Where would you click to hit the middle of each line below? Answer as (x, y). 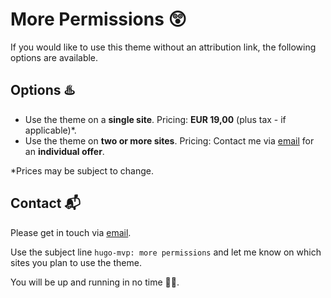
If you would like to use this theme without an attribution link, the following (163, 47)
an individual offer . (64, 151)
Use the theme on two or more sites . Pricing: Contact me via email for (169, 140)
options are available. (54, 57)
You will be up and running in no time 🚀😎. (95, 282)
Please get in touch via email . (71, 232)
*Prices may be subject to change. (82, 170)
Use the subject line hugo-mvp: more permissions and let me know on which (166, 252)
